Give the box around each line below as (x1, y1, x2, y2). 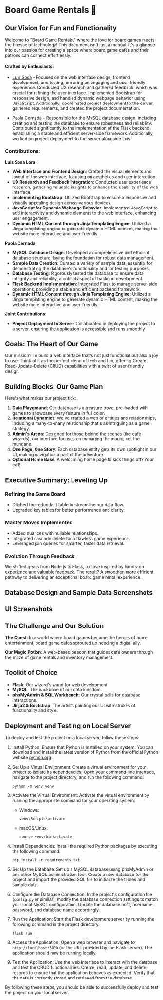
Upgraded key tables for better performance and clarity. (12, 507, 125, 513)
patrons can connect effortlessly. (5, 52, 72, 58)
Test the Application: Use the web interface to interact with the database (12, 959, 158, 965)
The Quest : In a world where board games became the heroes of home (5, 635, 148, 640)
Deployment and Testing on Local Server (5, 722, 131, 730)
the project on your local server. (5, 989, 69, 995)
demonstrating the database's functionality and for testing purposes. (12, 265, 150, 271)
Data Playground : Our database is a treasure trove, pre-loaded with (12, 405, 148, 411)
